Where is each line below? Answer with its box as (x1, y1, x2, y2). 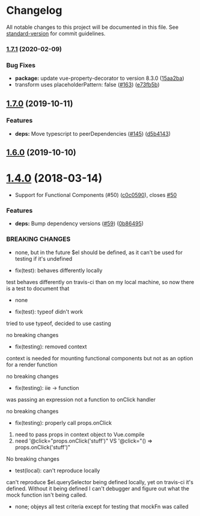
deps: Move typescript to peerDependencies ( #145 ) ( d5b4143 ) (14, 130, 171, 137)
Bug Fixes (6, 61, 36, 69)
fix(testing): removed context (14, 343, 87, 350)
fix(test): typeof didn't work (14, 308, 83, 315)
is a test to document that (6, 285, 70, 292)
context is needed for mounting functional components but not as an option (6, 354, 193, 362)
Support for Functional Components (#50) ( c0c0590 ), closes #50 (14, 192, 177, 199)
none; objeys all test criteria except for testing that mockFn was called (14, 503, 189, 510)
